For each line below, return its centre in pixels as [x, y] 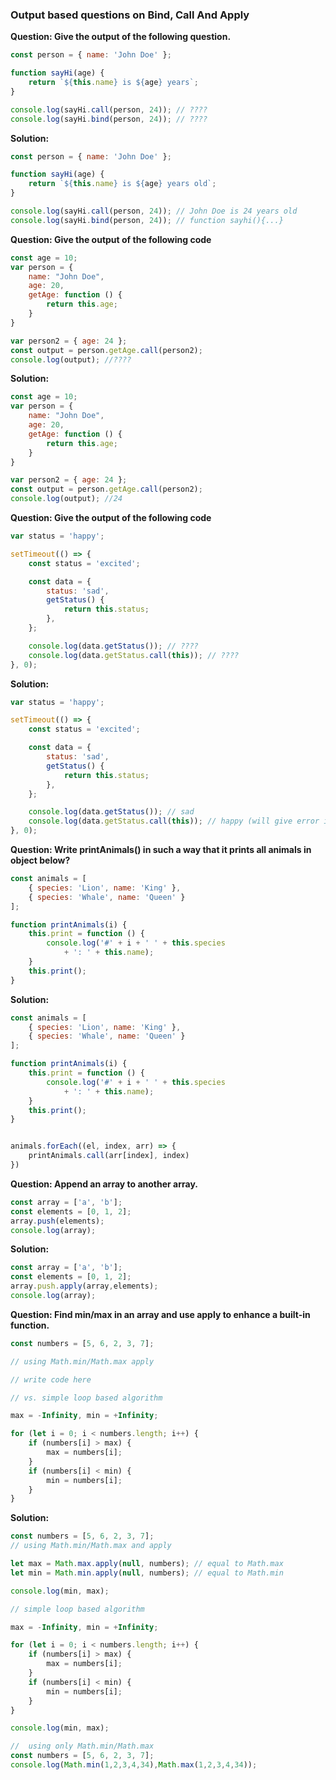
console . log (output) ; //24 [66, 499]
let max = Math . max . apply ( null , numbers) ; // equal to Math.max [147, 1564]
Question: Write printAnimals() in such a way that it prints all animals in [161, 850]
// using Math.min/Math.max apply [82, 1361]
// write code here [51, 1379]
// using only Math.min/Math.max [82, 1746]
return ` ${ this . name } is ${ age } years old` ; [122, 184]
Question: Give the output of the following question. [121, 37]
